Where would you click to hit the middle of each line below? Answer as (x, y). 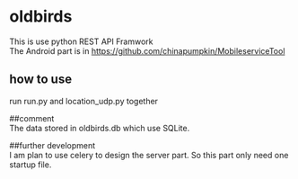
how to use (41, 80)
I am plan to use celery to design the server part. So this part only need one (149, 155)
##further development (53, 145)
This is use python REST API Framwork (81, 41)
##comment (32, 118)
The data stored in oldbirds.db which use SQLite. (100, 128)
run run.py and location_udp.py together (84, 101)
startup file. (31, 165)
